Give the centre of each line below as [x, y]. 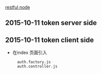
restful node [18, 7]
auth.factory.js [34, 62]
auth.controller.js [37, 66]
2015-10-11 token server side [51, 23]
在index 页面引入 [30, 52]
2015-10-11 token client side [49, 40]
